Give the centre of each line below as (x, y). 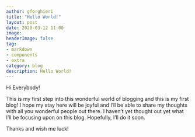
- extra (15, 60)
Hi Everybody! (23, 87)
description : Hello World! (39, 71)
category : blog (25, 66)
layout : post (22, 22)
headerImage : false (30, 38)
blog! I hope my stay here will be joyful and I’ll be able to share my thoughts (97, 105)
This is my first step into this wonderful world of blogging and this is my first (97, 99)
